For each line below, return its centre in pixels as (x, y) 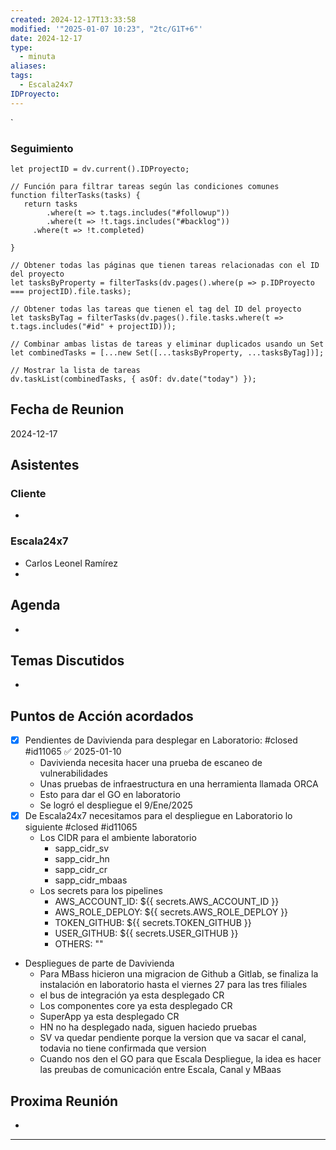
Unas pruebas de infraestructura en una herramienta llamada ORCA (179, 784)
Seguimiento (42, 148)
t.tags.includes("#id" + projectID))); (93, 326)
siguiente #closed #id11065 (81, 827)
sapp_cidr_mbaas (91, 880)
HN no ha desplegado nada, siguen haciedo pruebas (148, 1027)
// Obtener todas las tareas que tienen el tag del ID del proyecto (156, 309)
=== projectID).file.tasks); (71, 291)
